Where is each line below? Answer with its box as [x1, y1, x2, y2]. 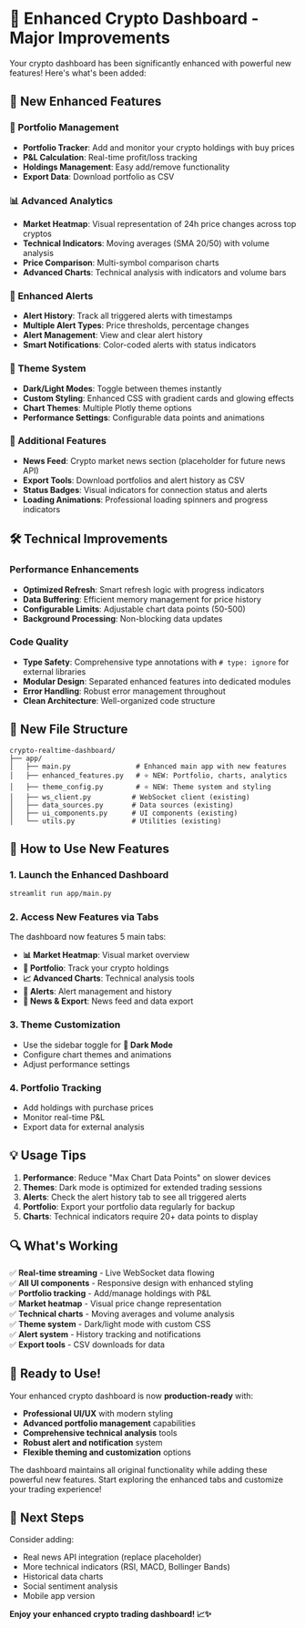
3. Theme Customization [9, 1018, 121, 1031]
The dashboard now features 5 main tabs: [9, 932, 167, 943]
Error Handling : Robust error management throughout [22, 685, 226, 696]
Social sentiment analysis [22, 1581, 118, 1592]
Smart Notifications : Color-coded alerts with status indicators [22, 339, 257, 350]
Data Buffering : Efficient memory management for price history [22, 593, 262, 604]
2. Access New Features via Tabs [9, 911, 159, 923]
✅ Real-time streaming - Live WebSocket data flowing [9, 1267, 216, 1278]
